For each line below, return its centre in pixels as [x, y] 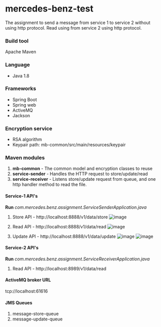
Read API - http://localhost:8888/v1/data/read [59, 226]
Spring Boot [25, 99]
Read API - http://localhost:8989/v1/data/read [59, 268]
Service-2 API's [22, 248]
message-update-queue [37, 319]
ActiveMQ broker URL [28, 280]
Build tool [17, 41]
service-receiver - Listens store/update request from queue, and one [84, 179]
